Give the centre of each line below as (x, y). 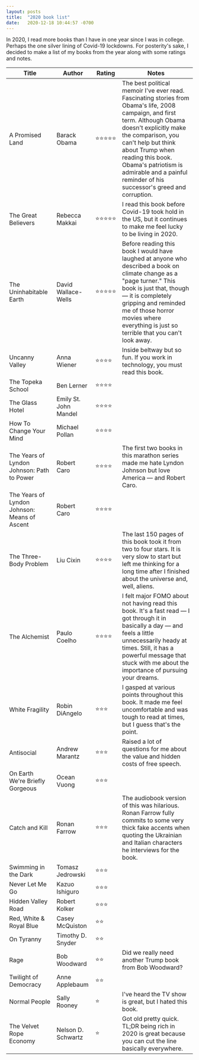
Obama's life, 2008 (149, 106)
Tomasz (68, 867)
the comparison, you (151, 136)
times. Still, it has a (148, 648)
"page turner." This (149, 281)
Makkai (67, 223)
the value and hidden (151, 757)
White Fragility (29, 710)
